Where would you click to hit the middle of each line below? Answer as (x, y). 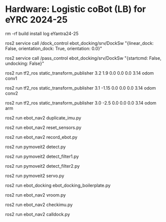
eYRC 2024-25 (36, 20)
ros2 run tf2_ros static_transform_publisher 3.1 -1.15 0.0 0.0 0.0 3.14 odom (81, 88)
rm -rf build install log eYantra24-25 (42, 33)
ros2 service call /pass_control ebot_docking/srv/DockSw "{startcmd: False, (83, 58)
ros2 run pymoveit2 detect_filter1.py (42, 156)
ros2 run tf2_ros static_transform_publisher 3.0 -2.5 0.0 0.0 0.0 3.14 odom (81, 103)
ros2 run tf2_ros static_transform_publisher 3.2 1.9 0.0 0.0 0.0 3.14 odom (80, 73)
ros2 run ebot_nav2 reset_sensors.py (43, 127)
